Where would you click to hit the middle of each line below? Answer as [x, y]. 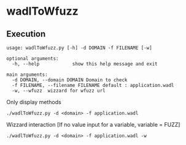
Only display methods [34, 102]
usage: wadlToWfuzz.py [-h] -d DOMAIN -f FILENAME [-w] [79, 48]
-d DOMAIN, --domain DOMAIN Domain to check [70, 80]
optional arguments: [33, 59]
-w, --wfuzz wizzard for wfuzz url [59, 91]
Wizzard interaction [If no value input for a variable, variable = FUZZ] [93, 125]
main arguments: [27, 75]
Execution [26, 34]
